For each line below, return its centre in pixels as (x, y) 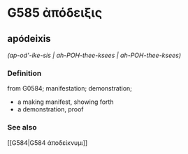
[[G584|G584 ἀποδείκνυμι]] (48, 143)
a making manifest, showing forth (65, 102)
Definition (24, 73)
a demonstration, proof (50, 109)
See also (22, 128)
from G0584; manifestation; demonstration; (70, 88)
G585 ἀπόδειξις (55, 13)
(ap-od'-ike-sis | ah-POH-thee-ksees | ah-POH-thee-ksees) (94, 55)
